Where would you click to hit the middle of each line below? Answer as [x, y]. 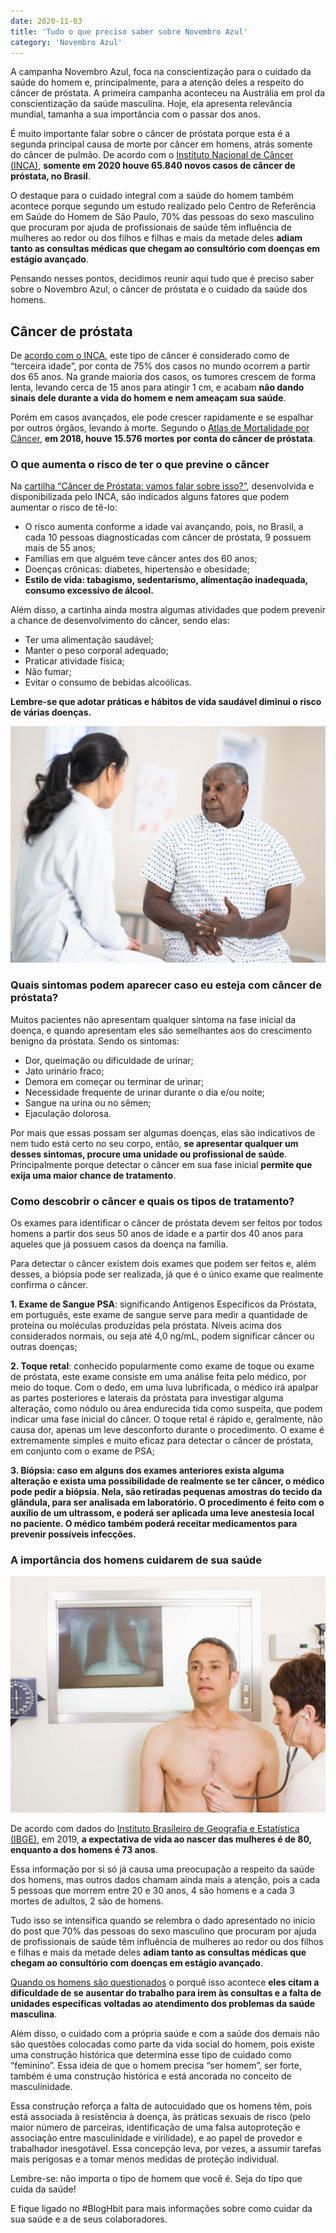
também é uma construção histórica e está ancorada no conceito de [151, 2076]
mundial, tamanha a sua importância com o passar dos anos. [135, 114]
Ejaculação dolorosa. [68, 1113]
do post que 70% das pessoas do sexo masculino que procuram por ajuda [163, 1931]
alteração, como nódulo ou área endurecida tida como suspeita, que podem [166, 1409]
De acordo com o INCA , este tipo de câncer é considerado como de [150, 356]
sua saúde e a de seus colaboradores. [89, 2219]
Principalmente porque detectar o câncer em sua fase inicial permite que [161, 1164]
